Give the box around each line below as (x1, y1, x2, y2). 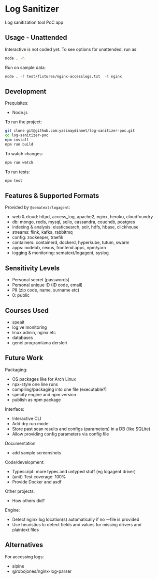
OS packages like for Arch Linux (12, 376, 76, 382)
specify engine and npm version (12, 391, 76, 397)
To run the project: (5, 119, 42, 125)
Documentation (5, 440, 36, 446)
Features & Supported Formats (5, 192, 100, 200)
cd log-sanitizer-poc (5, 133, 49, 138)
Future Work (5, 354, 43, 362)
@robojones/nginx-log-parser (12, 568, 72, 574)
